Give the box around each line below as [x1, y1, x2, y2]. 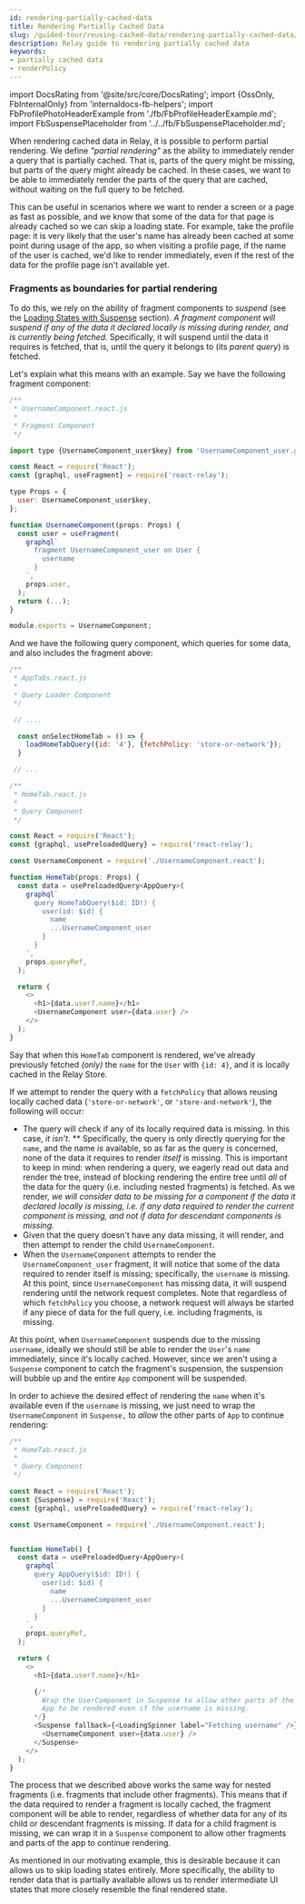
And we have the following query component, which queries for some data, [9, 638, 291, 649]
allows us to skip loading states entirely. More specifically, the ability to [9, 1865, 275, 1876]
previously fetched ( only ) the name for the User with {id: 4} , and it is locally [9, 1059, 290, 1070]
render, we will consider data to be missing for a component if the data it [22, 1191, 296, 1201]
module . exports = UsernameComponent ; [9, 622, 152, 631]
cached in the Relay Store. [9, 1069, 108, 1080]
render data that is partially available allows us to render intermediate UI [9, 1874, 279, 1886]
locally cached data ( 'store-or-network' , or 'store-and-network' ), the [9, 1096, 272, 1107]
